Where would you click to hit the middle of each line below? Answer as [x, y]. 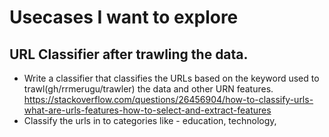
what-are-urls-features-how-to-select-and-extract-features [147, 110]
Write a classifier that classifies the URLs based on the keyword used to [171, 78]
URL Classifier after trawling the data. [129, 54]
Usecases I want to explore [124, 17]
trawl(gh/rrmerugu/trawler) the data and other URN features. [148, 89]
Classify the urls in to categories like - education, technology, [150, 120]
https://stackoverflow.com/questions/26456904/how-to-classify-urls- [168, 99]
